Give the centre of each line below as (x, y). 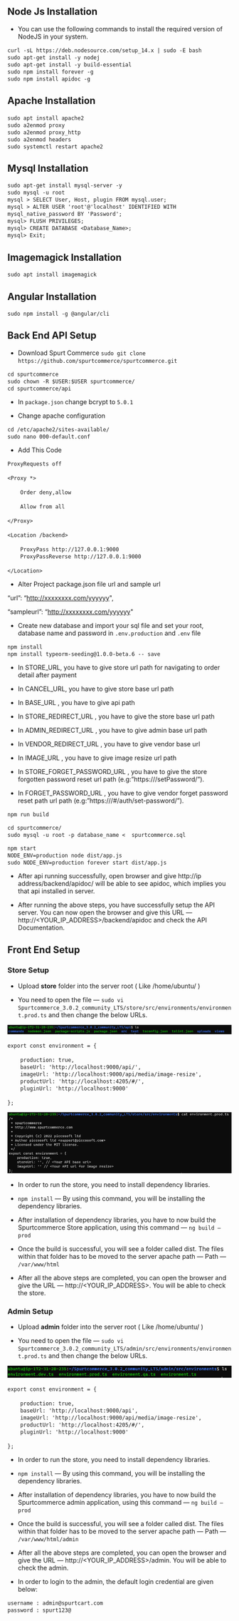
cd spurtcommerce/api (39, 388)
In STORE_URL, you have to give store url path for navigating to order (119, 667)
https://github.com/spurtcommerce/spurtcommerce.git (97, 361)
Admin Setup (30, 1311)
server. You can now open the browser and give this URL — (105, 912)
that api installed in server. (56, 891)
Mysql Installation (48, 169)
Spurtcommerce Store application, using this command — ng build (116, 1227)
